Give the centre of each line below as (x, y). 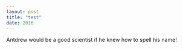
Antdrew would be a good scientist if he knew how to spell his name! (91, 40)
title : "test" (24, 17)
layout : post (23, 12)
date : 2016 (20, 23)
